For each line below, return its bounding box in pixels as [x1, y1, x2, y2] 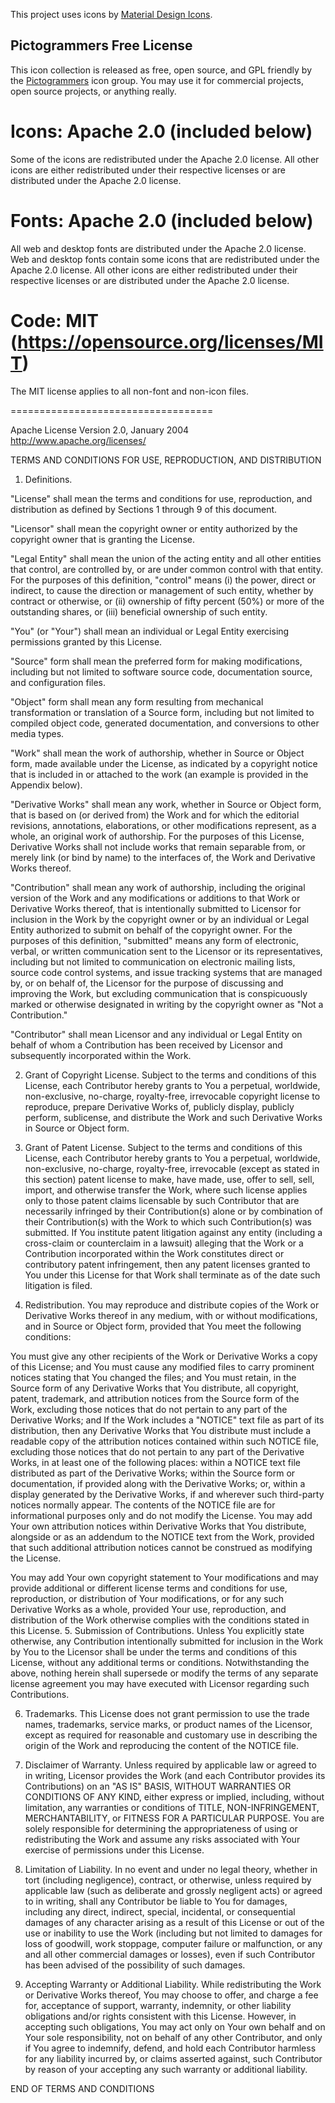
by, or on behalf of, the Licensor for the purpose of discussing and [10, 977, 284, 989]
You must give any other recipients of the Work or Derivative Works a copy [10, 1350, 318, 1362]
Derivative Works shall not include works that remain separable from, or [10, 840, 306, 853]
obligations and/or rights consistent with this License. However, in [24, 2010, 297, 2022]
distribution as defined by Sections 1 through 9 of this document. [10, 503, 278, 515]
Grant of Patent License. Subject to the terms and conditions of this [24, 1141, 303, 1153]
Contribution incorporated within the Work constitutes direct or [24, 1247, 285, 1259]
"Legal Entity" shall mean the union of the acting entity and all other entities [10, 552, 322, 564]
